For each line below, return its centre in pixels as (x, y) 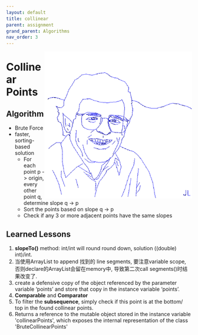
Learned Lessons (38, 234)
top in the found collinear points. (54, 308)
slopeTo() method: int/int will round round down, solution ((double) (95, 248)
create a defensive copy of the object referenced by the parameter (96, 283)
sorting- (24, 141)
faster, (22, 134)
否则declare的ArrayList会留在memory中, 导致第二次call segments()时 (98, 268)
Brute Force (29, 128)
